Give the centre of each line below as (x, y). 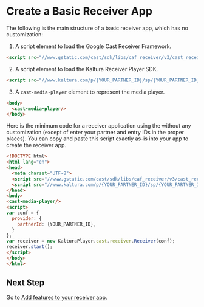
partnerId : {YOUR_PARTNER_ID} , (57, 224)
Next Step (25, 283)
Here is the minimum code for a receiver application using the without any (99, 126)
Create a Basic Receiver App (80, 11)
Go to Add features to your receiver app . (57, 297)
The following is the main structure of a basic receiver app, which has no (97, 28)
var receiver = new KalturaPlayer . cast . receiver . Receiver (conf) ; (90, 241)
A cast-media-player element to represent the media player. (90, 92)
